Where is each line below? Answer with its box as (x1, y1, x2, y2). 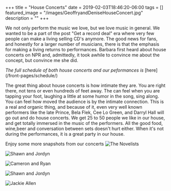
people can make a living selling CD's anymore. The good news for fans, (5, 36, 158, 42)
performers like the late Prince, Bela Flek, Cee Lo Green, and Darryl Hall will (5, 109, 164, 115)
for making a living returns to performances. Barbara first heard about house (5, 47, 166, 52)
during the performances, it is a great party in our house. (5, 131, 125, 137)
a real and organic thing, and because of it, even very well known (5, 104, 142, 110)
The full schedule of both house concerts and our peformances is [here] (5, 67, 158, 73)
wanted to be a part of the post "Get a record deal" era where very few (5, 30, 155, 36)
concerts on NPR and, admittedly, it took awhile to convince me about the (5, 52, 160, 58)
